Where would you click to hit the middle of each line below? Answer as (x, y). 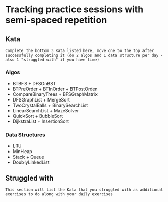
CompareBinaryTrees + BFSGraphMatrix (55, 94)
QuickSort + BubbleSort (38, 116)
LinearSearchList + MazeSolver (46, 111)
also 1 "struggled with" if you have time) (52, 60)
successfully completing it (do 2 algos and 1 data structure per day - (84, 55)
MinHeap (22, 151)
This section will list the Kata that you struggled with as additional (84, 190)
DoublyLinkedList (31, 162)
